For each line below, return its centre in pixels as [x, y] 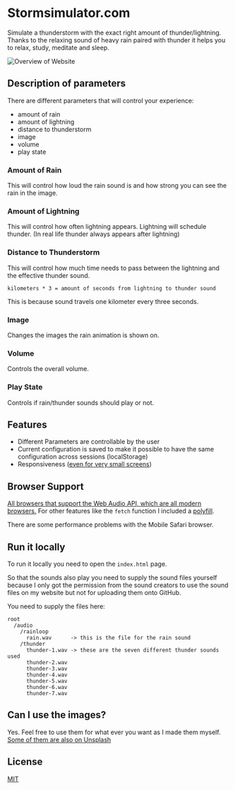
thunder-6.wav [47, 687]
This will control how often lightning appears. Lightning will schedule [107, 227]
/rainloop [35, 631]
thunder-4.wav [47, 675]
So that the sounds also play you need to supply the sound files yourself [112, 577]
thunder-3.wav [47, 668]
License [25, 762]
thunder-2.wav [47, 662]
